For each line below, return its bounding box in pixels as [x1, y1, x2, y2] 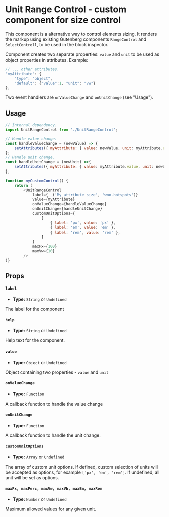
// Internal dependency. [5, 123, 57, 128]
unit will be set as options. [5, 475, 59, 481]
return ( [14, 183, 33, 188]
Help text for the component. [5, 337, 65, 343]
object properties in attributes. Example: [5, 56, 89, 63]
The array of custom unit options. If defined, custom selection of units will [5, 464, 158, 470]
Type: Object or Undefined [12, 359, 67, 365]
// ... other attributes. [5, 67, 59, 72]
